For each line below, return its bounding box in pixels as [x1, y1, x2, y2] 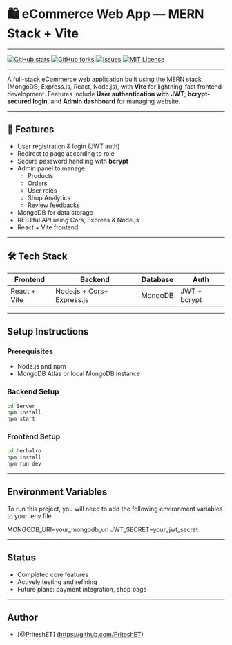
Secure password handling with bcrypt [17, 157, 129, 165]
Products [27, 171, 54, 179]
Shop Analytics [27, 193, 71, 202]
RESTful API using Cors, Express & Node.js [17, 215, 139, 224]
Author [7, 612, 38, 624]
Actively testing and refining [17, 577, 98, 586]
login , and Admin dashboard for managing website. [32, 97, 181, 105]
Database [141, 274, 174, 284]
